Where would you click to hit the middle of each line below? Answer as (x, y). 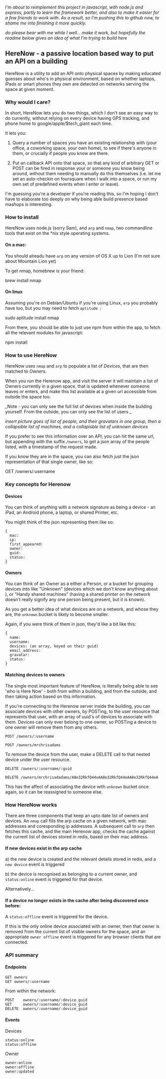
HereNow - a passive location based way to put (80, 53)
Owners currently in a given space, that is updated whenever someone (78, 386)
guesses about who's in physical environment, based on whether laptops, (81, 79)
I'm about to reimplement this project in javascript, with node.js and (74, 7)
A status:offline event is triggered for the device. (57, 917)
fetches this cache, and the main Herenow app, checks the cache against (80, 831)
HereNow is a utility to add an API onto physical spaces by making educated (83, 73)
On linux (14, 292)
